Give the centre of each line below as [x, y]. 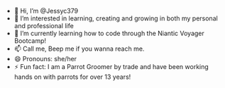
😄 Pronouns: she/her [45, 59]
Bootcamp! [30, 41]
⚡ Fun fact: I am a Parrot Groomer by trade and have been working [111, 67]
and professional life [44, 26]
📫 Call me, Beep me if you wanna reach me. [79, 49]
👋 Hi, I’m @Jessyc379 [46, 11]
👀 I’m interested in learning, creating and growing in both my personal [116, 18]
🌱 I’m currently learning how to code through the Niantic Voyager [109, 33]
